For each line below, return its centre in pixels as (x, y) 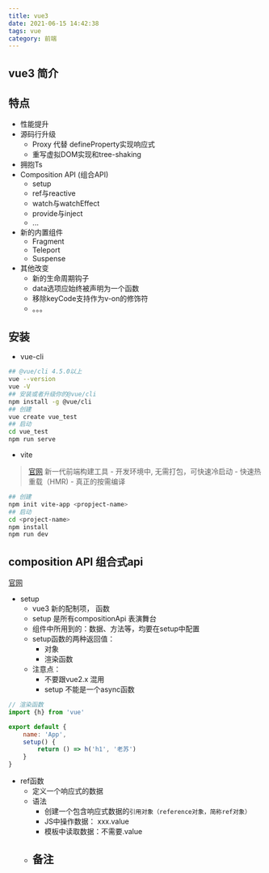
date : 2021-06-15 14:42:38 (54, 23)
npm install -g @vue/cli (50, 401)
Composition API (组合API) (64, 175)
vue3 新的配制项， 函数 (71, 608)
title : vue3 (28, 16)
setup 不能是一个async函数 (89, 689)
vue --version (32, 379)
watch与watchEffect (66, 204)
